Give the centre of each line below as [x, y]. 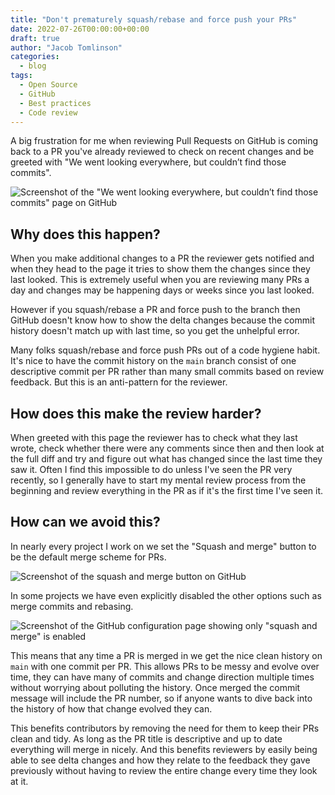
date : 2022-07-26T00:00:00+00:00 [80, 29]
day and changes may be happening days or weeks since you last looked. [162, 290]
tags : [21, 76]
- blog [33, 66]
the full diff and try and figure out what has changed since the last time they [166, 459]
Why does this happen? [85, 234]
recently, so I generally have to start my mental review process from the [158, 480]
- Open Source [48, 85]
